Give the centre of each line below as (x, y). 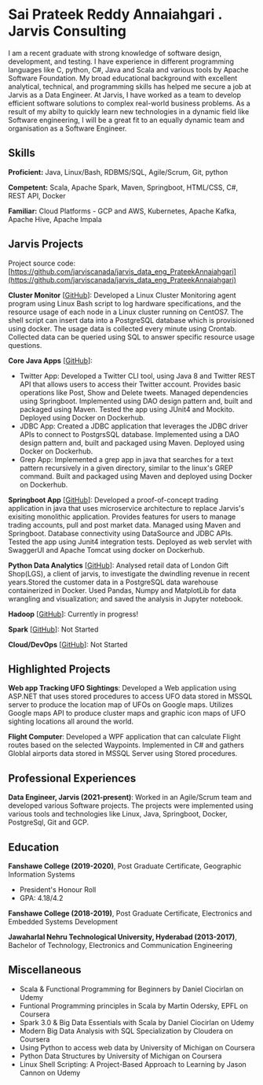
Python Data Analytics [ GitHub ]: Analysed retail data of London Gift (119, 565)
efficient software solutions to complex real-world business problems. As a (130, 103)
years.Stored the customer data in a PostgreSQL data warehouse (113, 582)
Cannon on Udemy (50, 1072)
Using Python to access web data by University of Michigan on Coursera (137, 1047)
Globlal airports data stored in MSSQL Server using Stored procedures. (123, 754)
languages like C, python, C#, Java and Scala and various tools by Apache (128, 69)
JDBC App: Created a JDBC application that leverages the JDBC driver (134, 426)
